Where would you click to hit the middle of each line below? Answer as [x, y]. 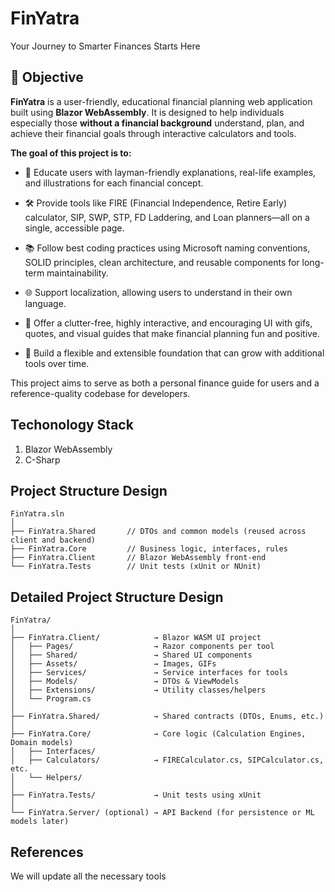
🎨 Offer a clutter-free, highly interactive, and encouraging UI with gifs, [168, 323]
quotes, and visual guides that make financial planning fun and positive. [172, 333]
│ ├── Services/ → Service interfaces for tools [149, 673]
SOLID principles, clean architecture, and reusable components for [162, 262]
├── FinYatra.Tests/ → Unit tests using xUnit [136, 795]
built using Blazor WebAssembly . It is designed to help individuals [147, 112]
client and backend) [53, 540]
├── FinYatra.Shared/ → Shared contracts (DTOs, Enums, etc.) [167, 717]
